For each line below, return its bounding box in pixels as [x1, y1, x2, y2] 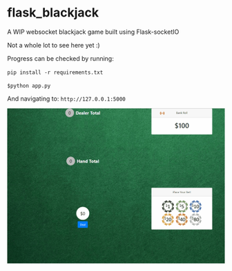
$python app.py [7, 82, 51, 89]
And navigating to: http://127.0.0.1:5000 [7, 94, 126, 103]
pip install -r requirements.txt [7, 69, 104, 76]
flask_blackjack [7, 5, 99, 21]
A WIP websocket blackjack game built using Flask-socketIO [7, 28, 180, 36]
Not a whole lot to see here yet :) [7, 41, 100, 49]
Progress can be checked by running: [7, 54, 114, 63]
